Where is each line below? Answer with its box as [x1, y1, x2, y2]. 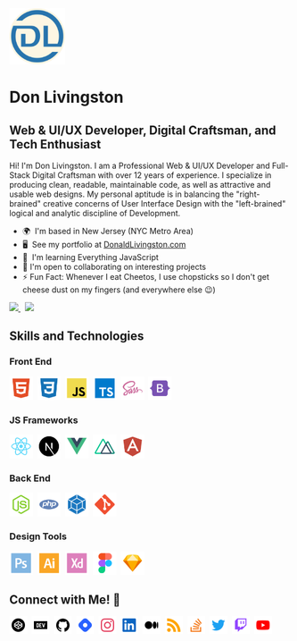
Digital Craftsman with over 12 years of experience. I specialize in [32, 170, 272, 181]
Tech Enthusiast [9, 137, 102, 152]
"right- [235, 189, 260, 199]
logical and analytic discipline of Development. [9, 208, 181, 218]
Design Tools [9, 530, 67, 543]
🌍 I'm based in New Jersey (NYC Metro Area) [21, 226, 194, 236]
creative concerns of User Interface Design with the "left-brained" [43, 198, 286, 208]
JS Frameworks [9, 414, 78, 426]
